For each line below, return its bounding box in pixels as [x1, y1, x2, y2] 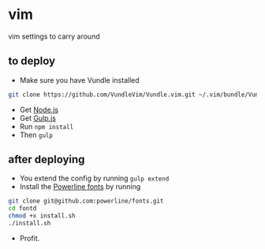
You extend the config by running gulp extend [19, 173, 170, 183]
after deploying [8, 153, 85, 166]
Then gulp [19, 130, 54, 139]
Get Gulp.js [19, 113, 57, 123]
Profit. [19, 233, 40, 243]
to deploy [8, 54, 56, 68]
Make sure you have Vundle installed [19, 75, 140, 84]
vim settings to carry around [8, 32, 100, 41]
